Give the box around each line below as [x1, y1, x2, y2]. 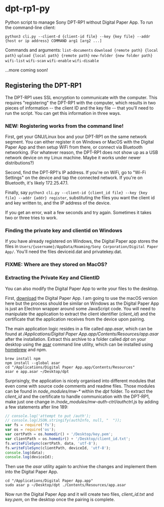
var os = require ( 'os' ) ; [5, 427, 56, 432]
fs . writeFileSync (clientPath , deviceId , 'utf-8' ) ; [5, 445, 111, 450]
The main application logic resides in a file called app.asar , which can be [5, 326, 153, 331]
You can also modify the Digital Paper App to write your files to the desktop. [5, 286, 159, 291]
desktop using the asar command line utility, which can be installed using [5, 341, 153, 347]
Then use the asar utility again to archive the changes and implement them [5, 464, 157, 470]
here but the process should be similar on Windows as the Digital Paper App [5, 300, 160, 306]
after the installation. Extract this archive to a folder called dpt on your [5, 336, 146, 342]
